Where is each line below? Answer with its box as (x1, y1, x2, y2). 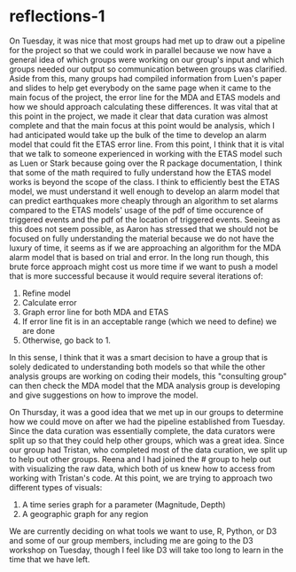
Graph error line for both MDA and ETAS (21, 306, 169, 317)
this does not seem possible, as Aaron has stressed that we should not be (9, 223, 279, 234)
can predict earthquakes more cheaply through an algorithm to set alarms (9, 195, 279, 205)
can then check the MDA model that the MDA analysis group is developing (9, 380, 281, 390)
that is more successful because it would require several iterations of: (9, 270, 264, 281)
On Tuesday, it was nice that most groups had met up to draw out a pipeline (9, 35, 285, 46)
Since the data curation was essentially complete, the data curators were (9, 425, 276, 436)
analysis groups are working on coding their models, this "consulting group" (9, 370, 287, 382)
